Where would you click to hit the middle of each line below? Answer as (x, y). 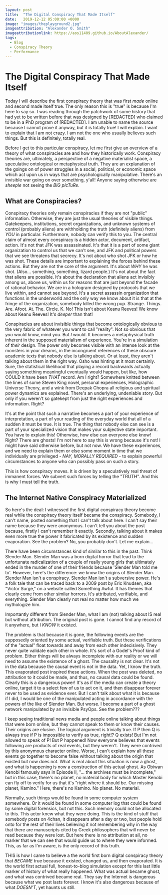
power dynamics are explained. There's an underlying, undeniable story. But (84, 393)
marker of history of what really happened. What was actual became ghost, (83, 871)
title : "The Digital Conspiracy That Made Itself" (60, 15)
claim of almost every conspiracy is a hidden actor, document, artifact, (78, 240)
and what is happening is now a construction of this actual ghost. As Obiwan (84, 767)
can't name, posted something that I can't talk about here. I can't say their (81, 520)
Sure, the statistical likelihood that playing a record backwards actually (78, 367)
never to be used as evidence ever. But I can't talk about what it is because (82, 693)
